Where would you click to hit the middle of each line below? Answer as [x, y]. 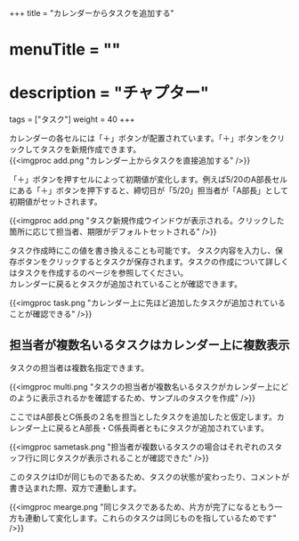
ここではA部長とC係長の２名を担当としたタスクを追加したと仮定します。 [143, 416]
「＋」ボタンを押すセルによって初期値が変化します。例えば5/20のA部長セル [148, 180]
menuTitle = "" [65, 49]
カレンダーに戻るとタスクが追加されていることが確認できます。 [126, 284]
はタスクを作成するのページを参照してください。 [99, 273]
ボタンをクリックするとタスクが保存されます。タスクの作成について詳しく [153, 262]
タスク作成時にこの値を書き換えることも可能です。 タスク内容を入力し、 [142, 251]
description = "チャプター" [109, 93]
